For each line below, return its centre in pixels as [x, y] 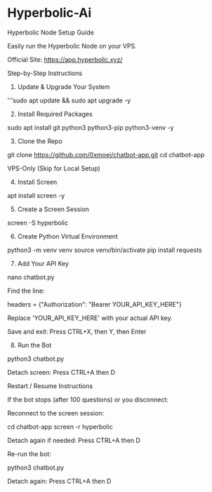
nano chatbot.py [31, 277]
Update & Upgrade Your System [64, 86]
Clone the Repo [40, 141]
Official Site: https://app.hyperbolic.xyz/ [65, 59]
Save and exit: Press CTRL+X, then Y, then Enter [77, 331]
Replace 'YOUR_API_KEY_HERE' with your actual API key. [90, 318]
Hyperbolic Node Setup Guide [51, 32]
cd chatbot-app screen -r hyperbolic [60, 427]
